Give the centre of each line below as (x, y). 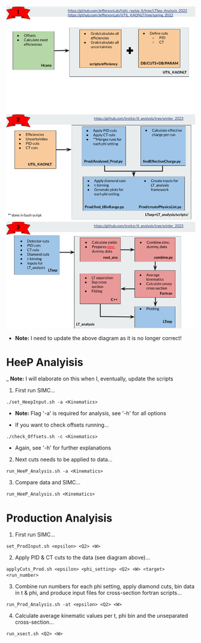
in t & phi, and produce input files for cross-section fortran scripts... (98, 593)
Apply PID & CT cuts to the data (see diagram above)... (82, 558)
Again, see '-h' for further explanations (63, 448)
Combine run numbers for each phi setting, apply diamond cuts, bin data (105, 587)
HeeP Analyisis (45, 362)
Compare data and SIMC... (48, 483)
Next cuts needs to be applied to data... (64, 460)
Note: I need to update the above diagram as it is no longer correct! (98, 338)
